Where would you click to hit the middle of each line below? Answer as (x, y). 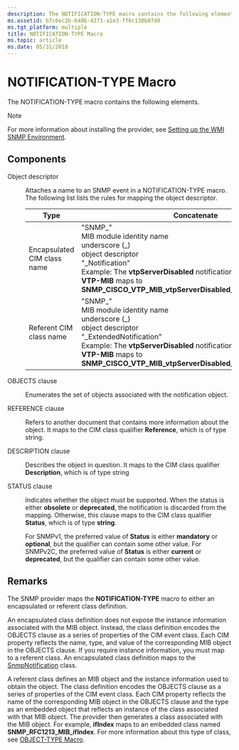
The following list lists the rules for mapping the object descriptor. (121, 198)
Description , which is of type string (77, 472)
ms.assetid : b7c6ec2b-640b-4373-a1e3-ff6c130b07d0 (84, 21)
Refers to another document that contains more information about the (127, 422)
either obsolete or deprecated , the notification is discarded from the (126, 507)
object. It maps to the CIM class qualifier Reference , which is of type (126, 429)
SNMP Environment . (37, 136)
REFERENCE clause (36, 408)
